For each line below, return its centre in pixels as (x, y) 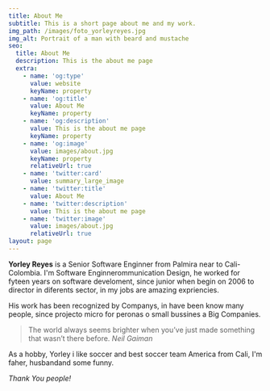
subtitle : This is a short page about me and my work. (102, 23)
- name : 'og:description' (66, 121)
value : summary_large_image (77, 181)
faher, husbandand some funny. (61, 362)
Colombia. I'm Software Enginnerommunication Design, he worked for (124, 272)
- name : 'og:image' (56, 143)
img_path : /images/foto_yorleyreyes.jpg (77, 31)
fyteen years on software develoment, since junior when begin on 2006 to (131, 281)
